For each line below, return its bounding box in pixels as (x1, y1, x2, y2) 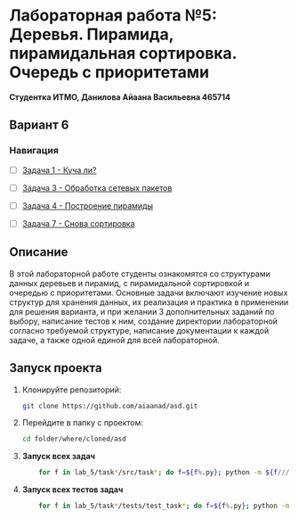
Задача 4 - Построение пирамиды (21, 200, 154, 210)
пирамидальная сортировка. (9, 44, 238, 63)
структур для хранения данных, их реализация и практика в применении (9, 296, 289, 308)
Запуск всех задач (21, 451, 96, 462)
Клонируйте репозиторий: (21, 384, 122, 395)
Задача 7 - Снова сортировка (21, 218, 135, 228)
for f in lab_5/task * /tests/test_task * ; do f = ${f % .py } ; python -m (38, 501, 290, 511)
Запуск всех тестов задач (21, 484, 124, 495)
